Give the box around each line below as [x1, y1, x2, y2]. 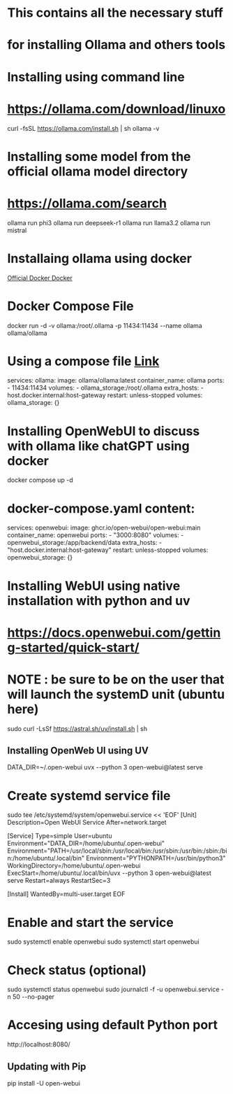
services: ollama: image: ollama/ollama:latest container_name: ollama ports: [7, 376, 225, 385]
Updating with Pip [7, 1060, 87, 1072]
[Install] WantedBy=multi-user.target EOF [7, 890, 126, 898]
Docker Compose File [7, 298, 134, 314]
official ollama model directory [7, 163, 188, 179]
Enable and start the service [7, 914, 174, 930]
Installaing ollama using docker [7, 250, 192, 267]
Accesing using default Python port [7, 1017, 218, 1033]
